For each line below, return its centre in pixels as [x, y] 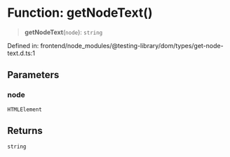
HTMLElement [25, 110]
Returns [25, 131]
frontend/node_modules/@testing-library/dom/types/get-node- [132, 45]
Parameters [33, 75]
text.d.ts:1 [21, 53]
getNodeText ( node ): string [63, 32]
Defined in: [23, 45]
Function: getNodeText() [80, 13]
